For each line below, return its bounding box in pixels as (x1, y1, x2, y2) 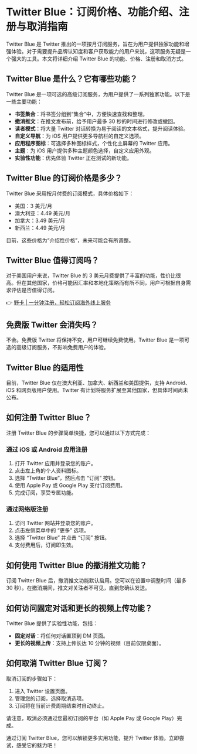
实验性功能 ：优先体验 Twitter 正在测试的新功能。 (14, 154, 133, 161)
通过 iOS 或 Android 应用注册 (6, 445, 88, 453)
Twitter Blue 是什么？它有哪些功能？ (6, 74, 138, 84)
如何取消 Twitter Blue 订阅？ (6, 659, 109, 668)
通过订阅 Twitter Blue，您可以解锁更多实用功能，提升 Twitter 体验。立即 (6, 734, 179, 741)
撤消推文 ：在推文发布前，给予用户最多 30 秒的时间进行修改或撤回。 (14, 118, 179, 125)
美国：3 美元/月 (14, 202, 53, 209)
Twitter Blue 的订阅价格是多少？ (6, 173, 123, 183)
